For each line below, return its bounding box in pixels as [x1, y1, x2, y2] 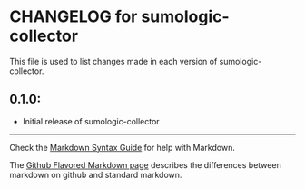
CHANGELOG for [9, 6, 138, 27]
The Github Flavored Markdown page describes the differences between [9, 159, 281, 170]
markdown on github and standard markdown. [9, 169, 182, 180]
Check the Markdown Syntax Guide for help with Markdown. [9, 142, 236, 153]
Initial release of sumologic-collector [22, 115, 161, 126]
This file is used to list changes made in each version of [9, 55, 218, 66]
